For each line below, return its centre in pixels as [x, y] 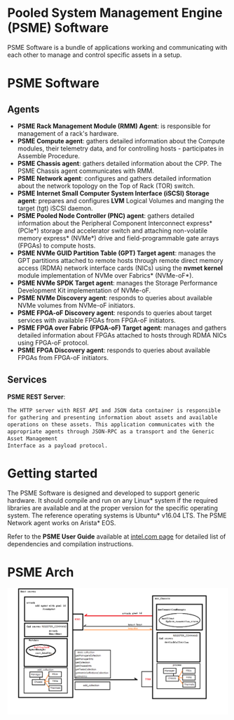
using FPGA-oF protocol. [53, 342]
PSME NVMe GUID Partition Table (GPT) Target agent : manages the [116, 253]
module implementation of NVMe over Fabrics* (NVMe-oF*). [105, 275]
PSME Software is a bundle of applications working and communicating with [117, 47]
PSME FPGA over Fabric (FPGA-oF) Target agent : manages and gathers [122, 328]
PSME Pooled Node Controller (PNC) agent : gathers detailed [106, 215]
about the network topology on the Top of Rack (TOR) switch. [106, 186]
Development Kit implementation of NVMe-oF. [84, 290]
